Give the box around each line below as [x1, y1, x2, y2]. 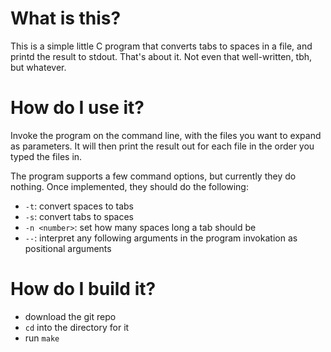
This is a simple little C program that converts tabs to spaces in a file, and [10, 40, 313, 52]
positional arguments [24, 242, 112, 254]
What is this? [10, 7, 122, 30]
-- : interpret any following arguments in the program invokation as [24, 232, 298, 244]
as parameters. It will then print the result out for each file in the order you [10, 140, 315, 152]
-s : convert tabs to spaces [24, 210, 135, 222]
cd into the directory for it [24, 321, 130, 333]
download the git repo [24, 310, 117, 322]
